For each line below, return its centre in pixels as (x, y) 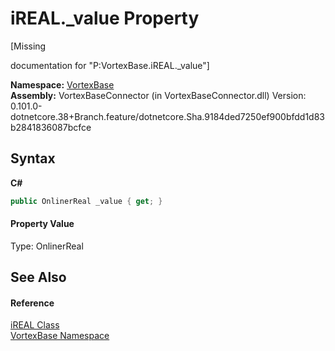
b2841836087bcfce (51, 127)
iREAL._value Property (105, 18)
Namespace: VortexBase (62, 84)
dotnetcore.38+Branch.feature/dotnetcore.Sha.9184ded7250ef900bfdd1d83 (168, 116)
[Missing (28, 46)
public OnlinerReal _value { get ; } (86, 201)
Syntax (33, 158)
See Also (38, 277)
